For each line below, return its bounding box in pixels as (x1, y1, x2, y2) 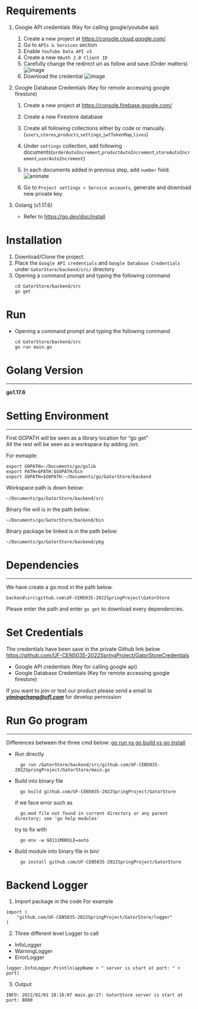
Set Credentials (6, 626, 84, 639)
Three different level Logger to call (14, 930, 99, 937)
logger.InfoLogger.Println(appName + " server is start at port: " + (6, 965, 181, 971)
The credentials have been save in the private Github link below (6, 645, 160, 652)
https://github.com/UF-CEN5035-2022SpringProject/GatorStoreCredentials (6, 651, 190, 658)
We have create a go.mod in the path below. (6, 583, 113, 591)
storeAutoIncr (156, 149, 190, 156)
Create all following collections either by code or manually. (23, 124, 166, 131)
